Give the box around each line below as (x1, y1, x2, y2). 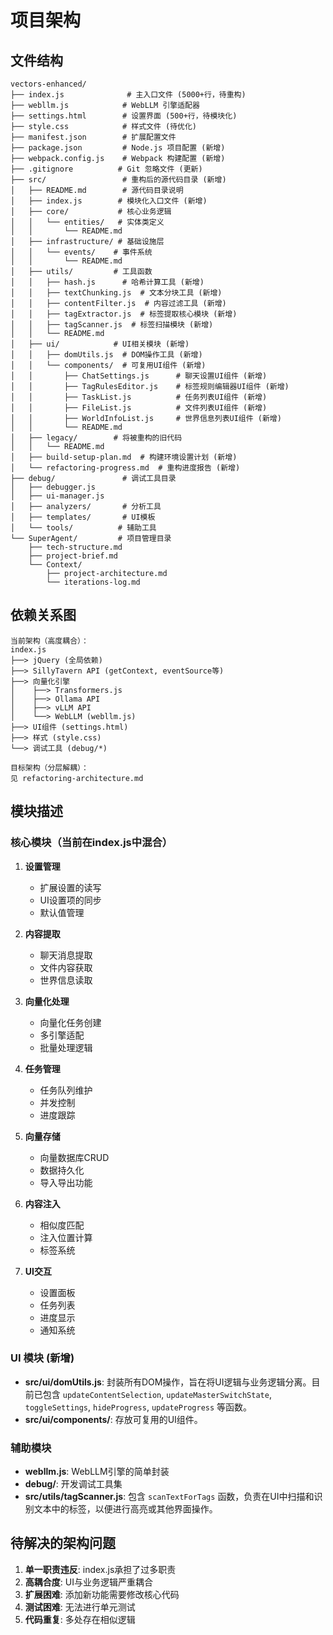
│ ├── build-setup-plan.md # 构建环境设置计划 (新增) (10, 452, 238, 462)
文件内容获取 (39, 961, 93, 973)
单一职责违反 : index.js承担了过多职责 (24, 1563, 177, 1575)
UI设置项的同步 (39, 894, 102, 906)
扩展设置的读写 (39, 881, 102, 893)
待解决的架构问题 (10, 1535, 116, 1552)
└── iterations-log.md (46, 577, 141, 587)
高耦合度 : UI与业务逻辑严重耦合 (24, 1576, 153, 1588)
